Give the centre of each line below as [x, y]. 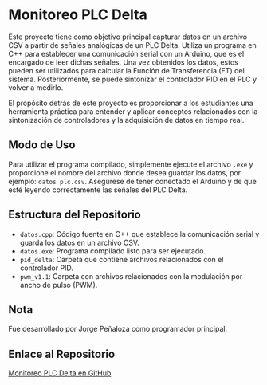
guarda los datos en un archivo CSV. [79, 242]
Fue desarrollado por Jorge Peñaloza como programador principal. [118, 329]
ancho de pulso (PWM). [59, 285]
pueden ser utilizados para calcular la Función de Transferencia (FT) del [126, 70]
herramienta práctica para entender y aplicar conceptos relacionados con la [133, 111]
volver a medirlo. [36, 87]
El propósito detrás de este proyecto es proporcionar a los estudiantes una [131, 103]
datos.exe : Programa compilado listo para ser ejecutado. [112, 251]
